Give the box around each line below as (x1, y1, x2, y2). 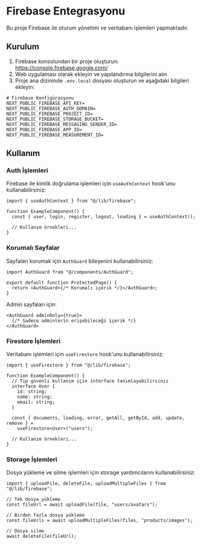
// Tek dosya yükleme (6, 496, 61, 503)
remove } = (6, 420, 34, 426)
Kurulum (6, 42, 40, 52)
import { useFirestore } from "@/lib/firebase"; (6, 362, 131, 368)
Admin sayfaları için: (6, 300, 57, 308)
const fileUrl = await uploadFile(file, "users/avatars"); (6, 502, 158, 508)
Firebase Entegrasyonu (6, 4, 126, 18)
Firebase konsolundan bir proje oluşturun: (14, 57, 119, 65)
